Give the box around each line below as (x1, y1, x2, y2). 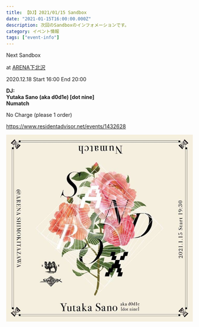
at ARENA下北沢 (6, 64, 46, 71)
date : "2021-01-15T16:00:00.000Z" (6, 15, 92, 22)
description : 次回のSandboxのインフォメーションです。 (6, 22, 129, 28)
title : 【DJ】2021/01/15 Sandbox (6, 9, 87, 15)
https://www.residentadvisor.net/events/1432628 (6, 123, 126, 130)
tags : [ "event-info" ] (6, 34, 60, 41)
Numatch (6, 100, 30, 107)
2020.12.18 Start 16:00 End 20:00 (6, 76, 87, 83)
